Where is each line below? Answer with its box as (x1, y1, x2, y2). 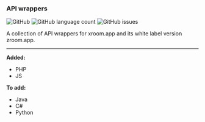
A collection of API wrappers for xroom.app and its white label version (6, 30, 182, 37)
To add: (6, 84, 26, 91)
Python (15, 109, 34, 117)
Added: (6, 54, 26, 62)
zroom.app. (6, 37, 35, 44)
